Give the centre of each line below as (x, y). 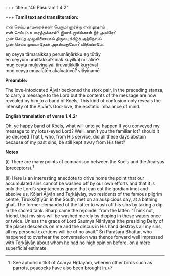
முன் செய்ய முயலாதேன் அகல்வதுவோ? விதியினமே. (55, 44)
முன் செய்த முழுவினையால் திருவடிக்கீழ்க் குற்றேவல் (54, 38)
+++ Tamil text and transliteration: (42, 17)
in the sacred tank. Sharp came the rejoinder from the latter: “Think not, (80, 210)
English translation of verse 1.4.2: (41, 116)
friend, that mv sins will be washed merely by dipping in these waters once (83, 216)
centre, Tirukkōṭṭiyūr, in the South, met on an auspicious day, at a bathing (81, 199)
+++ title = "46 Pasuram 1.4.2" (37, 7)
